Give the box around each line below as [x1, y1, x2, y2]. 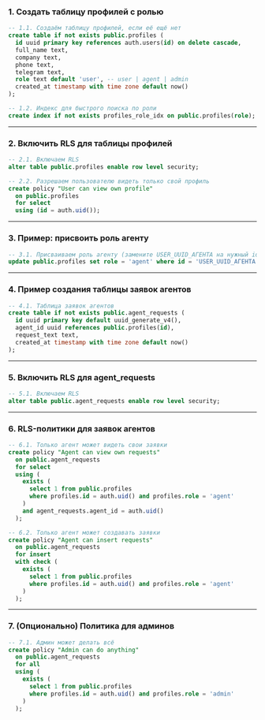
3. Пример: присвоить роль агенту [8, 233, 149, 244]
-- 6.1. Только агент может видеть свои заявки [8, 441, 168, 450]
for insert [15, 550, 51, 558]
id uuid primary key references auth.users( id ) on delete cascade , [15, 39, 242, 47]
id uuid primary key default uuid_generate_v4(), [15, 316, 181, 325]
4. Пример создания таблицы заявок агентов [8, 284, 192, 295]
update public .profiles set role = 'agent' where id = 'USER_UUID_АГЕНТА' [8, 258, 259, 266]
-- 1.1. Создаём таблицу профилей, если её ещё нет [8, 24, 181, 32]
